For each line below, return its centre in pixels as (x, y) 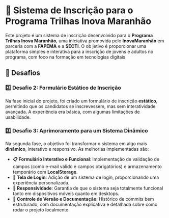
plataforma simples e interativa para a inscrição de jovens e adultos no (79, 51)
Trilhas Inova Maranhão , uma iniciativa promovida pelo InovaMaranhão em (85, 41)
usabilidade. (18, 117)
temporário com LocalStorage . (45, 172)
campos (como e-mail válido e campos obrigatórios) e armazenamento (87, 166)
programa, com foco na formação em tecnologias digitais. (66, 57)
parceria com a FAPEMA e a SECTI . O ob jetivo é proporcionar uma (76, 46)
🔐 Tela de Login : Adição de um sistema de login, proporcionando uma (86, 177)
